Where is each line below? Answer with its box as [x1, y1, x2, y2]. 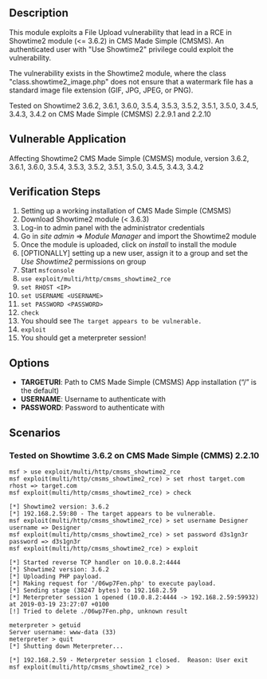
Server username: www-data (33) [9, 628, 116, 636]
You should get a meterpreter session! [20, 333, 147, 343]
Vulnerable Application [9, 132, 127, 146]
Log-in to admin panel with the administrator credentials [20, 223, 206, 233]
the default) [20, 386, 59, 395]
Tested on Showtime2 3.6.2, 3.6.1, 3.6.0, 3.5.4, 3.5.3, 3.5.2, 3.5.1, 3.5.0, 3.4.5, [9, 100, 258, 110]
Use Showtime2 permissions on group [20, 257, 147, 266]
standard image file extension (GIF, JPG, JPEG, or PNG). [9, 85, 194, 95]
